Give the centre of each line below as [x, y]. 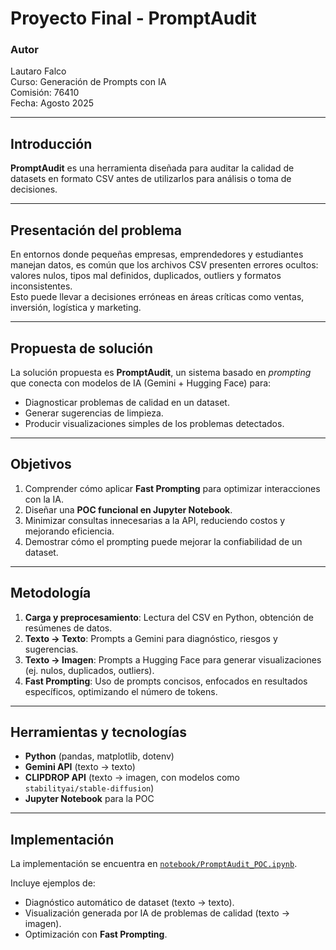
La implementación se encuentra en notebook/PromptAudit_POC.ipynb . [154, 864]
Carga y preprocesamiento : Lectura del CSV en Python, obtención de [169, 617]
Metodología [51, 593]
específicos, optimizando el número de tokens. [121, 691]
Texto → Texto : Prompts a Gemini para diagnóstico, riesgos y [151, 638]
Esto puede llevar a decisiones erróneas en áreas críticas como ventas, [157, 297]
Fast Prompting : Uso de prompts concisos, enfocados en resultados [166, 681]
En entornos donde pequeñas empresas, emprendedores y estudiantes [157, 254]
